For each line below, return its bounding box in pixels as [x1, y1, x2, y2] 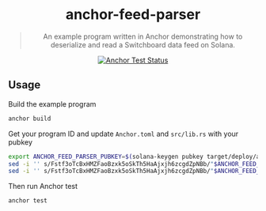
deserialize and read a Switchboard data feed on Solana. [50, 40, 236, 49]
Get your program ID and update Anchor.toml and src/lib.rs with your [8, 129, 239, 138]
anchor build [8, 115, 51, 122]
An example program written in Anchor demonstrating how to [43, 32, 243, 41]
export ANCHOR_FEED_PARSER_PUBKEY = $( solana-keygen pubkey [8, 153, 203, 160]
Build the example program [8, 99, 97, 108]
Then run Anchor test [8, 182, 78, 191]
